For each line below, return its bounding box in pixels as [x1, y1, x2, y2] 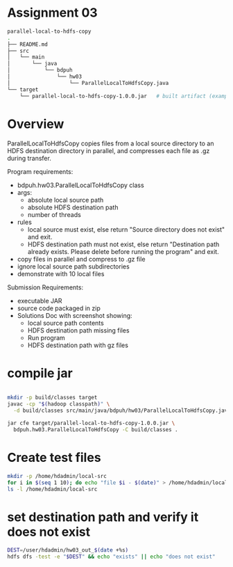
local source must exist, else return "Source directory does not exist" [27, 225, 225, 234]
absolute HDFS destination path [27, 203, 119, 211]
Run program [27, 333, 66, 342]
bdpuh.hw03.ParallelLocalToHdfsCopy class [17, 181, 144, 189]
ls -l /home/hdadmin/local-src [7, 486, 98, 493]
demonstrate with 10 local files [17, 269, 105, 278]
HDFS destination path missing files [27, 326, 130, 335]
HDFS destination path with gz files [27, 341, 128, 349]
